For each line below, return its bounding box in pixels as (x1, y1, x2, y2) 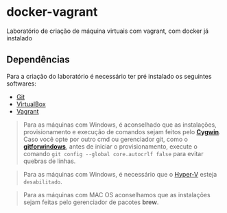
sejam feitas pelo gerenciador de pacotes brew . (23, 198, 159, 206)
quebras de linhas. (23, 157, 76, 165)
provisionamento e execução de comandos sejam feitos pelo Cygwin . (23, 127, 221, 136)
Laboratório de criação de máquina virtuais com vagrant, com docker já (6, 27, 209, 35)
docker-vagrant (6, 4, 98, 20)
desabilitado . (23, 177, 62, 186)
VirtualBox (16, 100, 46, 108)
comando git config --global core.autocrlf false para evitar (23, 149, 204, 158)
